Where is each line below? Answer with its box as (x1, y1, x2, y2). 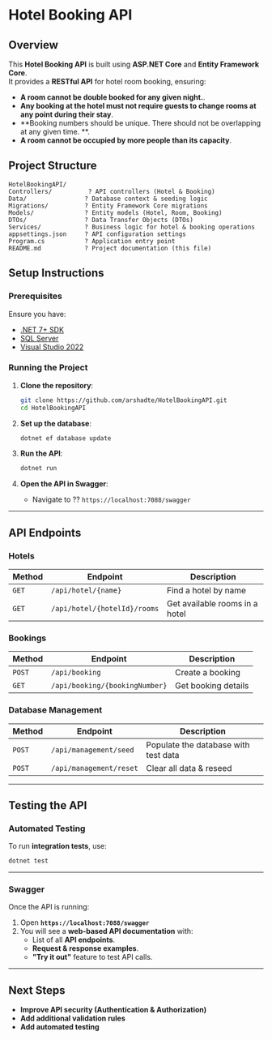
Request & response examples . (32, 944, 139, 953)
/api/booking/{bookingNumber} (51, 681, 168, 691)
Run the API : (19, 448, 63, 459)
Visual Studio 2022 (19, 342, 84, 352)
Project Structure (8, 159, 97, 173)
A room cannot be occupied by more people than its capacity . (19, 135, 232, 145)
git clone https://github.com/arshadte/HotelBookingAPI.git (19, 396, 227, 404)
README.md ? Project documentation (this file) (8, 244, 212, 252)
